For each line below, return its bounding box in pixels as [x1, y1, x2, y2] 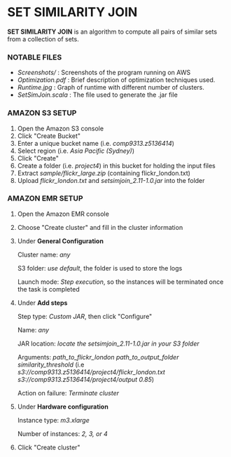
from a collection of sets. [7, 34, 79, 43]
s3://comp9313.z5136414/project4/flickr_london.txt [17, 367, 166, 376]
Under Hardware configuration [17, 402, 108, 411]
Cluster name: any [17, 250, 71, 259]
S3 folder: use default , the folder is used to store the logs [17, 264, 183, 272]
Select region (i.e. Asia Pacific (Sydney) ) [17, 146, 135, 155]
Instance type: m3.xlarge [17, 416, 90, 424]
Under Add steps [17, 299, 68, 307]
